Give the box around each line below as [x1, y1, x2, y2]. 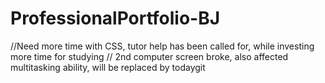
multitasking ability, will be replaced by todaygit [10, 61, 206, 73]
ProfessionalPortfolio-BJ [10, 7, 221, 30]
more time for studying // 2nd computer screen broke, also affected [10, 50, 289, 62]
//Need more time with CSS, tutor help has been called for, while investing [10, 40, 315, 52]
